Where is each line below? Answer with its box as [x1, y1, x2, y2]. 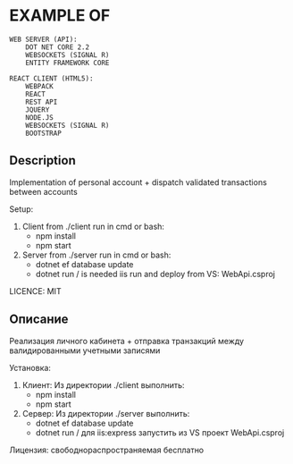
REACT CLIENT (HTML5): [9, 73, 94, 83]
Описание [9, 312, 69, 327]
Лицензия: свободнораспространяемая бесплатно [9, 444, 205, 455]
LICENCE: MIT [9, 285, 62, 296]
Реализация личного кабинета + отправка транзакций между [9, 335, 244, 346]
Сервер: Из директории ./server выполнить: [21, 408, 190, 418]
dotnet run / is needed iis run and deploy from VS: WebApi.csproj [35, 268, 275, 279]
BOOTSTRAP [25, 129, 63, 138]
